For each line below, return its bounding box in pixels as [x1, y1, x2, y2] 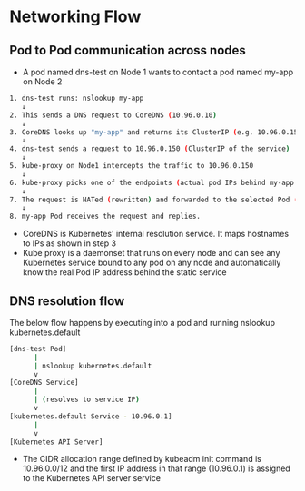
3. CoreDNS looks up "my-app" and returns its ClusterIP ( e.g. [9, 127, 254, 137]
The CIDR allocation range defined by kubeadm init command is [22, 454, 261, 465]
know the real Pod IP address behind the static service [22, 267, 227, 278]
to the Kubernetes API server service [22, 473, 162, 484]
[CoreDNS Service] [9, 378, 79, 388]
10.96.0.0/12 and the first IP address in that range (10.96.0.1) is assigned [22, 463, 290, 474]
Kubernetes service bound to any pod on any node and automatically [22, 257, 281, 269]
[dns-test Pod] [9, 344, 67, 353]
